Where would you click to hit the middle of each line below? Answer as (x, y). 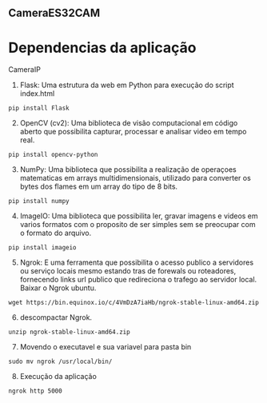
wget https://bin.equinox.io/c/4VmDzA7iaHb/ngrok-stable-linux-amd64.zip (134, 303)
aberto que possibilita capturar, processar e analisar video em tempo (133, 132)
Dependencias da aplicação (102, 48)
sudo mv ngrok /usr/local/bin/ (60, 362)
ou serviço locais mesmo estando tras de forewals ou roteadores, (128, 271)
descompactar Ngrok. (56, 317)
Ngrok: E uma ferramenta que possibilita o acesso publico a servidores (137, 262)
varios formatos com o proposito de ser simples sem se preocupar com (137, 225)
